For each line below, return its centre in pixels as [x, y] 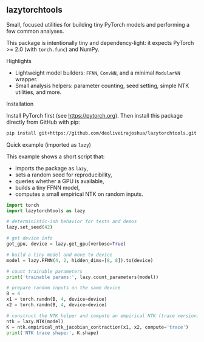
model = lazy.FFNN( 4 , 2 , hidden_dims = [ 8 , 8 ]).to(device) [80, 260]
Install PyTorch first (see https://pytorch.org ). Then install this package [95, 115]
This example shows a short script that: [56, 156]
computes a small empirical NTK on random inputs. [79, 194]
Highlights [19, 61]
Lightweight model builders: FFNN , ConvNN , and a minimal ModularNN [97, 73]
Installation [20, 104]
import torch [23, 205]
